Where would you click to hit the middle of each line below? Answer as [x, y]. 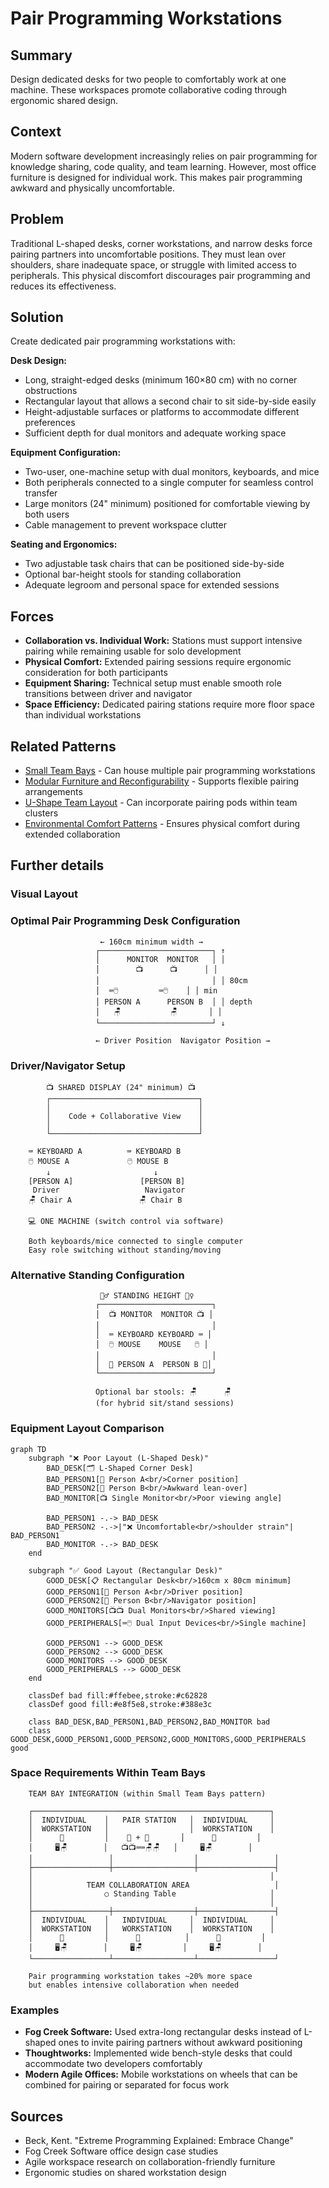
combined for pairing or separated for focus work [127, 2085]
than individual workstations [83, 715]
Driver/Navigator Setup [68, 1065]
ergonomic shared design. [64, 100]
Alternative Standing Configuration [97, 1275]
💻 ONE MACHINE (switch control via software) [126, 1221]
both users [47, 514]
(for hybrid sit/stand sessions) [165, 1403]
